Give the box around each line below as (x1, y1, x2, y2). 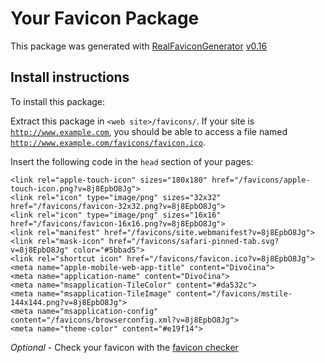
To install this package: (10, 95, 106, 107)
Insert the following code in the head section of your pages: (10, 155, 254, 167)
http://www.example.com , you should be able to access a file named (10, 125, 288, 137)
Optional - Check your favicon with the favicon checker (10, 341, 239, 353)
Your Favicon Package (10, 7, 200, 30)
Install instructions (10, 69, 130, 86)
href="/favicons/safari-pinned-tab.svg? (108, 236, 280, 246)
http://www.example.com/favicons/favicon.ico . (10, 136, 206, 148)
